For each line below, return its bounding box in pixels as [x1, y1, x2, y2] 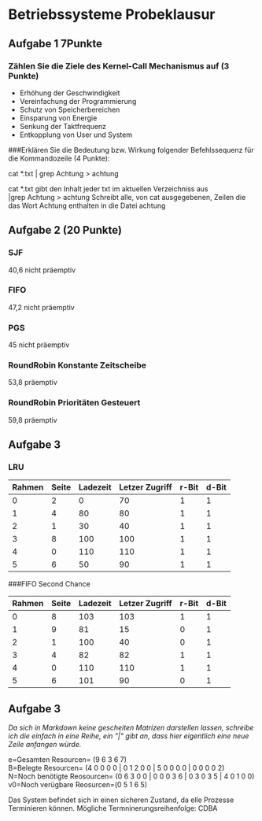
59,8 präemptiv [8, 415, 57, 424]
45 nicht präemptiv [8, 340, 70, 349]
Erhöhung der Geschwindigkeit [19, 88, 120, 98]
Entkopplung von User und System [19, 130, 132, 139]
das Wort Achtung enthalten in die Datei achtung [8, 201, 166, 210]
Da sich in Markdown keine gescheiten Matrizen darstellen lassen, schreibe [8, 723, 254, 733]
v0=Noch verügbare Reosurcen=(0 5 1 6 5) [8, 780, 148, 790]
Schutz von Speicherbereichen [19, 105, 120, 114]
